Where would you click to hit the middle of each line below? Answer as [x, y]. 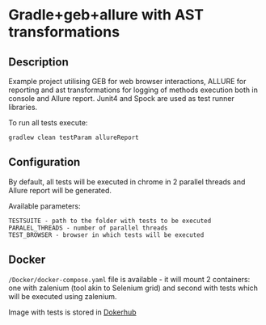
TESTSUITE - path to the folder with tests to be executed [110, 221]
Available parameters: [44, 206]
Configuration [44, 162]
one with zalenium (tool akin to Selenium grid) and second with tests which [133, 288]
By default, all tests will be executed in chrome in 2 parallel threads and [127, 181]
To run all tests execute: [48, 122]
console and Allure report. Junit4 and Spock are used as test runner [121, 98]
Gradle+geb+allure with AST [106, 15]
